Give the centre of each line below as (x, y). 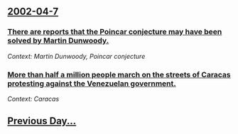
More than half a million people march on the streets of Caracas (119, 74)
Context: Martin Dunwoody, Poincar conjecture (76, 56)
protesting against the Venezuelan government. (92, 83)
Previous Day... (42, 121)
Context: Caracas (33, 99)
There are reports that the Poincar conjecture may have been (115, 32)
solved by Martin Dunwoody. (58, 40)
